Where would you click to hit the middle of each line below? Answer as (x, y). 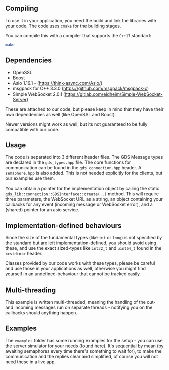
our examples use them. (30, 178)
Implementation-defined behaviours (63, 225)
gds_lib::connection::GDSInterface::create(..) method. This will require (82, 194)
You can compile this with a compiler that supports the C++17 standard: (78, 35)
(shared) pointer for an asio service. (42, 210)
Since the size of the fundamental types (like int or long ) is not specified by (84, 238)
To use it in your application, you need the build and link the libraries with (81, 20)
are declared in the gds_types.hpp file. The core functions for (68, 162)
